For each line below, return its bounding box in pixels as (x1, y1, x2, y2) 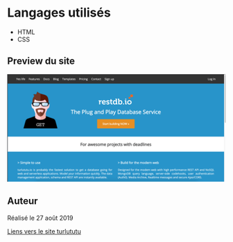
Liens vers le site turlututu (7, 227, 81, 235)
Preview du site (7, 55, 75, 67)
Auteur (7, 196, 38, 207)
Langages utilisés (7, 5, 111, 21)
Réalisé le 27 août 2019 (7, 214, 74, 222)
